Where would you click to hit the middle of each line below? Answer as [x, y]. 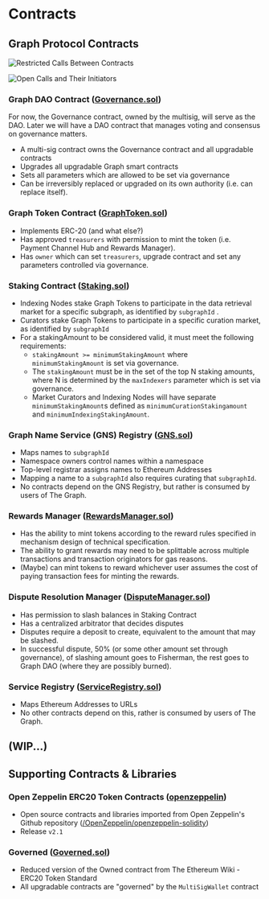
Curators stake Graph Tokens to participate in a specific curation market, [140, 320]
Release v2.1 [41, 831]
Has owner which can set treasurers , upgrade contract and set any [130, 256]
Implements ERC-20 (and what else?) [82, 231]
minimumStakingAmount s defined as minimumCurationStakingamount [139, 405]
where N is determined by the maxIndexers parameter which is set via [146, 380]
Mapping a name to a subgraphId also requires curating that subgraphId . [138, 478]
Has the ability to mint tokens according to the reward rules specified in [138, 534]
